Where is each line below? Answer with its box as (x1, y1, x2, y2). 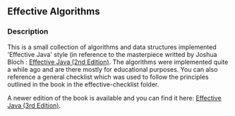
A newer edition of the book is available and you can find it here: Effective (7, 94, 222, 102)
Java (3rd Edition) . (7, 101, 61, 110)
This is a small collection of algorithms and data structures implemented (7, 42, 217, 51)
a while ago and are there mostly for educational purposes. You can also (7, 65, 218, 73)
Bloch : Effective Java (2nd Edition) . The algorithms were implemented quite (7, 58, 229, 66)
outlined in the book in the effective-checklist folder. (7, 80, 159, 89)
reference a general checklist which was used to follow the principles (7, 72, 210, 81)
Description (7, 27, 49, 37)
